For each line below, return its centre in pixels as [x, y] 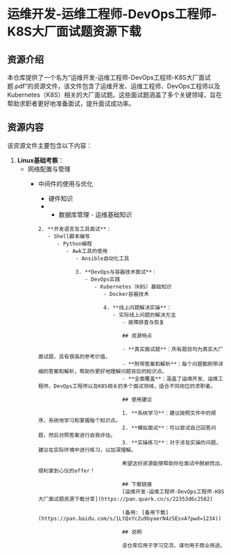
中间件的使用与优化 [66, 183]
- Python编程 [74, 244]
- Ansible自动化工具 [102, 258]
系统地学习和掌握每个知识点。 [85, 420]
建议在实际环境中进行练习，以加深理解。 [87, 450]
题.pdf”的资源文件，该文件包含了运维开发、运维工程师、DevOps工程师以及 [114, 86]
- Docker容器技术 [126, 294]
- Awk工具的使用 [87, 251]
